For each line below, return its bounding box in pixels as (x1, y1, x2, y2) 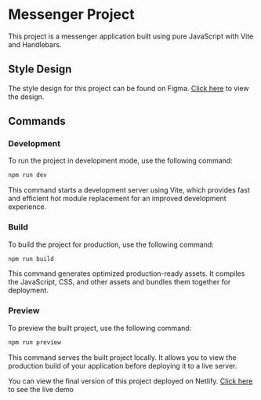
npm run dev (8, 171, 47, 179)
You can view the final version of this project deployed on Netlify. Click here (8, 376, 253, 386)
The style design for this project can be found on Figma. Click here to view (8, 83, 249, 93)
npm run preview (8, 338, 61, 347)
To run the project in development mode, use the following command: (8, 156, 233, 166)
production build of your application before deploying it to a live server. (8, 361, 237, 370)
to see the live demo (8, 384, 74, 394)
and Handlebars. (8, 39, 62, 49)
